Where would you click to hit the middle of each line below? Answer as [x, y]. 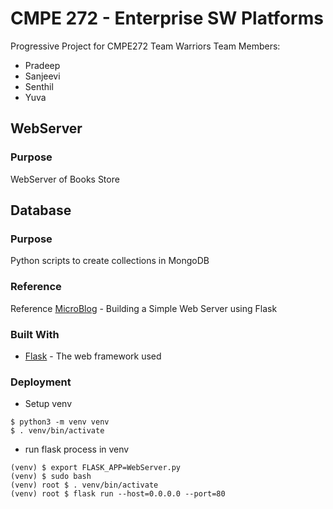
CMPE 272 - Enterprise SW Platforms [167, 18]
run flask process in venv [77, 449]
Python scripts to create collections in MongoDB [110, 261]
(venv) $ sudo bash [51, 477]
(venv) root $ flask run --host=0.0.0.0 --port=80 [118, 494]
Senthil [39, 86]
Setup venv [48, 404]
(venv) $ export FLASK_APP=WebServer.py [96, 468]
